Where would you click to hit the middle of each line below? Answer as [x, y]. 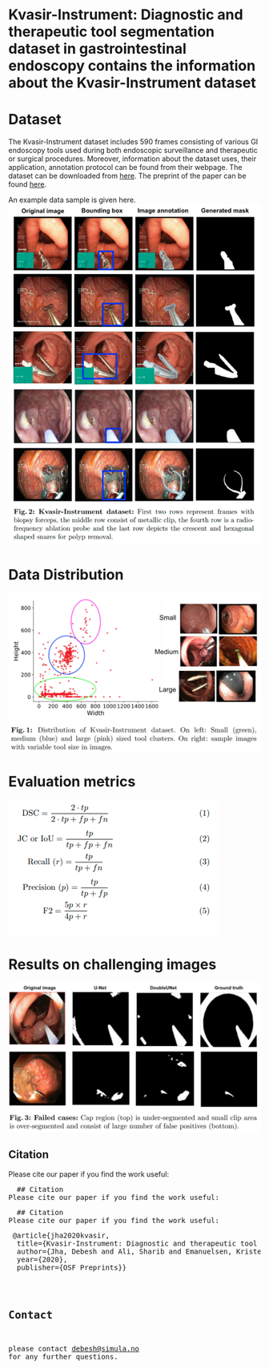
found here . [27, 184]
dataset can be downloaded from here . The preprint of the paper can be [127, 176]
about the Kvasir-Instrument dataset [132, 83]
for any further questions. [63, 1357]
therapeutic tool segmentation [111, 32]
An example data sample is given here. [72, 200]
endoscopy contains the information [132, 66]
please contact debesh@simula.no [74, 1349]
